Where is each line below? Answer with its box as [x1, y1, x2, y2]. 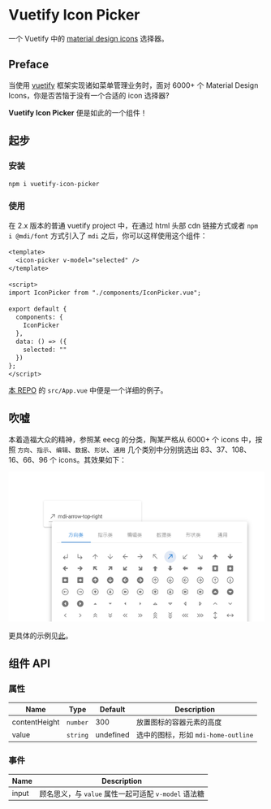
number [66, 718, 89, 727]
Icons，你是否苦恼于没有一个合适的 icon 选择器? [8, 90, 170, 100]
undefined [95, 729, 130, 739]
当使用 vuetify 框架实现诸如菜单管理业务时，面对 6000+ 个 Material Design [8, 80, 259, 90]
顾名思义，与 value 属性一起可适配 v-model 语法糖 [39, 789, 204, 798]
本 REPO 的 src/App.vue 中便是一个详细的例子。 [8, 385, 168, 395]
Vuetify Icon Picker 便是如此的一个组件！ [8, 107, 148, 117]
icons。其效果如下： [58, 455, 127, 464]
